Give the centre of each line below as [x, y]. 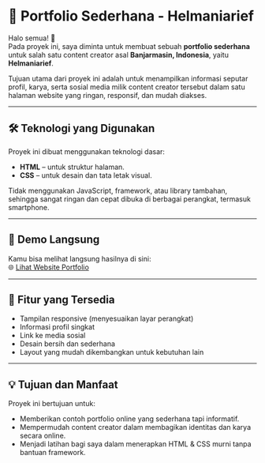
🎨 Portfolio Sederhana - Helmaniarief [131, 16]
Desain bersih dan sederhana [67, 344]
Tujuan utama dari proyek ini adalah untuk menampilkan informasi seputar [128, 78]
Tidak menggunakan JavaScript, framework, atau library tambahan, [118, 190]
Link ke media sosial [52, 336]
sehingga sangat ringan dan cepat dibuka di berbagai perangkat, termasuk [129, 199]
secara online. [43, 436]
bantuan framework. [52, 453]
